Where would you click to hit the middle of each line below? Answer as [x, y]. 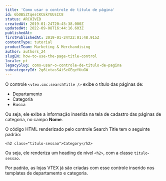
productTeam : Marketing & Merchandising [48, 47]
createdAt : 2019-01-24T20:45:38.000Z [44, 24]
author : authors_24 [25, 51]
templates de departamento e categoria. [47, 173]
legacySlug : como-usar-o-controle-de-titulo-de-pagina [63, 65]
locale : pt [16, 61]
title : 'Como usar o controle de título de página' [60, 10]
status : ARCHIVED [23, 19]
